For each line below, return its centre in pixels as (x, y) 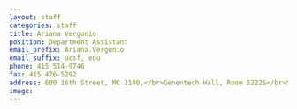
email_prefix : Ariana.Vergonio (67, 50)
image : (21, 91)
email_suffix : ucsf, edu (55, 58)
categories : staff (43, 25)
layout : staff (35, 17)
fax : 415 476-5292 (43, 75)
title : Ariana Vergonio (53, 33)
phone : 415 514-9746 (47, 67)
